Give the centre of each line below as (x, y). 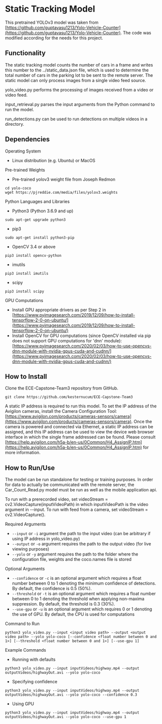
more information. (23, 453)
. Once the (142, 421)
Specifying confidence (35, 682)
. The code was (136, 33)
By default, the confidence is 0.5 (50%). (52, 589)
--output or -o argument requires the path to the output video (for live (81, 544)
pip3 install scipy (25, 291)
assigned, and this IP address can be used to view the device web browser (80, 432)
